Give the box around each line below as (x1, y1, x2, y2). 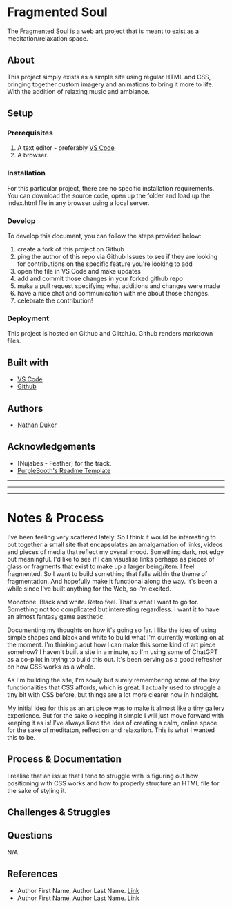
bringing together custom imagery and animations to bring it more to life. (7, 80, 214, 88)
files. (7, 336, 21, 345)
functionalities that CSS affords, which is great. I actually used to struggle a (7, 683, 221, 691)
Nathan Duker (17, 421, 57, 429)
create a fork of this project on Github (17, 245, 124, 253)
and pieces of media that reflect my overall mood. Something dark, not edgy (7, 547, 224, 556)
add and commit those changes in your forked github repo (17, 274, 183, 283)
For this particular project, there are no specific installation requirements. (7, 184, 215, 192)
